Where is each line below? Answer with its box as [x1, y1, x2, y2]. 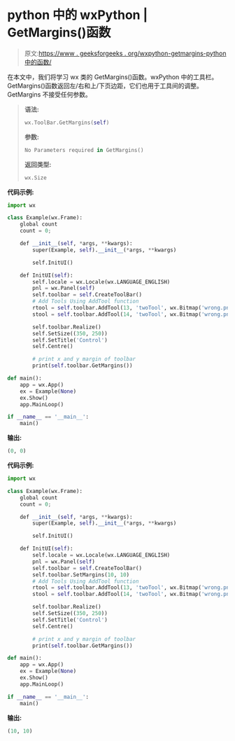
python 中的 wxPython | [7, 7, 148, 23]
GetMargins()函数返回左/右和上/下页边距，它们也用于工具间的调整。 [7, 81, 203, 90]
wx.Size [24, 174, 47, 181]
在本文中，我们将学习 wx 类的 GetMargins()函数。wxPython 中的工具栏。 [7, 72, 218, 81]
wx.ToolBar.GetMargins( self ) [24, 119, 110, 126]
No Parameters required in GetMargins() [24, 146, 144, 153]
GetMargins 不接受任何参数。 [7, 90, 92, 99]
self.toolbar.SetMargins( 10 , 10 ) [32, 571, 130, 579]
